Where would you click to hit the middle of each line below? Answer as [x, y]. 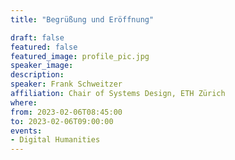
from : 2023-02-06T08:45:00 [66, 112]
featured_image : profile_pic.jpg [80, 56]
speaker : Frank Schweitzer [66, 84]
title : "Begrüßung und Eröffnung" [82, 19]
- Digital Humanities [55, 140]
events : [26, 131]
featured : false [44, 47]
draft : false [37, 37]
